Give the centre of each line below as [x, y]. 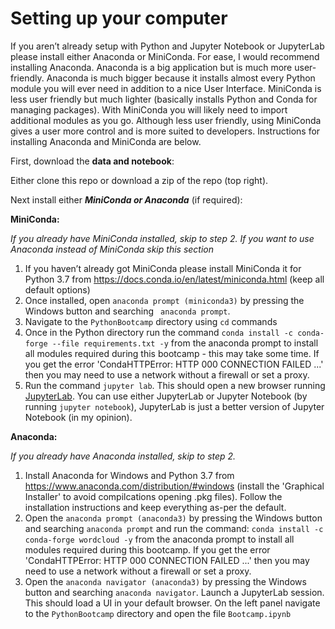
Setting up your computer [119, 18]
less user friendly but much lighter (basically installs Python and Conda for [164, 99]
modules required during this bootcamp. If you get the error [147, 549]
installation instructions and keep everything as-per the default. [155, 507]
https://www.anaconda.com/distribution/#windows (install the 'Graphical [174, 486]
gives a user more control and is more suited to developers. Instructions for [165, 131]
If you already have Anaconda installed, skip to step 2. [123, 456]
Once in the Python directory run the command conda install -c [159, 332]
